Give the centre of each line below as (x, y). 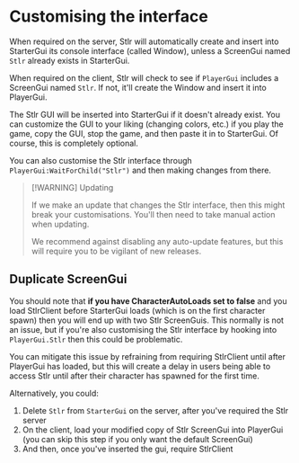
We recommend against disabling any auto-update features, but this (157, 241)
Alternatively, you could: (54, 393)
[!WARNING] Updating (72, 187)
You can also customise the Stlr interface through (101, 160)
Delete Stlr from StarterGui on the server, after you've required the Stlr (155, 410)
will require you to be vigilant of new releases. (116, 251)
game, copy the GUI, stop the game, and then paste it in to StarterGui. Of (144, 133)
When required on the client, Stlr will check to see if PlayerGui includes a (144, 77)
